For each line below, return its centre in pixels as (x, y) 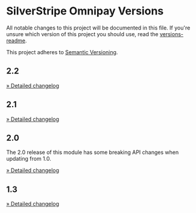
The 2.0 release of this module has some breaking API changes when (93, 152)
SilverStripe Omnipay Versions (85, 11)
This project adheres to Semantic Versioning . (62, 52)
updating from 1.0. (29, 159)
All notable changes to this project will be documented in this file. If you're (98, 28)
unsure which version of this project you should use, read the (82, 34)
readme (16, 40)
